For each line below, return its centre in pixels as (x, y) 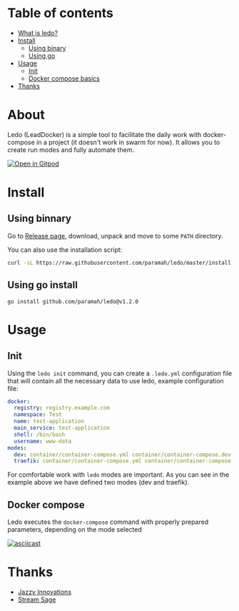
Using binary (47, 48)
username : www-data (43, 441)
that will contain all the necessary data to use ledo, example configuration (116, 380)
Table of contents (61, 13)
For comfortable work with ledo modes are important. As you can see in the (118, 475)
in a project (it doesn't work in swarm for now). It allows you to (128, 142)
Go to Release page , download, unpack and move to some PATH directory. (115, 236)
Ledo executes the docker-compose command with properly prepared (108, 522)
